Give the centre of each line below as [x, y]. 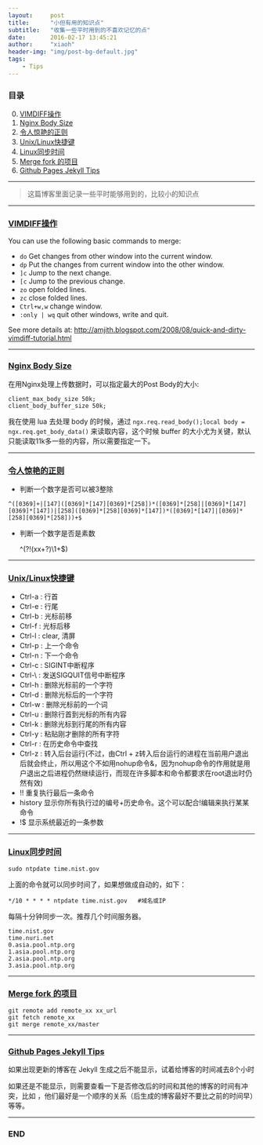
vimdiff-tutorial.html [40, 338]
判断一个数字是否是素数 [57, 533]
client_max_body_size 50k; [52, 399]
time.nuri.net [31, 938]
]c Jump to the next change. [65, 273]
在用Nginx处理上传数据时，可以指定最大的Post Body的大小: [104, 384]
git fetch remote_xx [42, 1017]
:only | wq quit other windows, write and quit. [94, 315]
